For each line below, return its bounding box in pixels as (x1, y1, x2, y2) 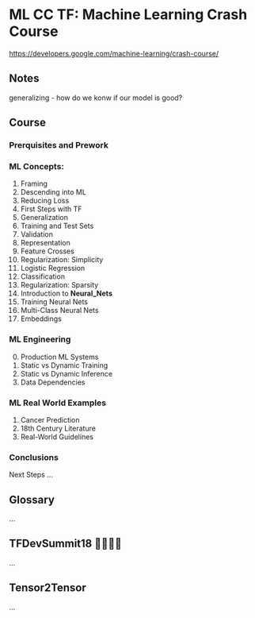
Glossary (9, 492, 55, 506)
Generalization (20, 213, 68, 222)
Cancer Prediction (20, 415, 80, 424)
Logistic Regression (20, 264, 86, 273)
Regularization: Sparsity (20, 280, 99, 290)
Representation (20, 238, 70, 248)
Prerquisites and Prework (9, 140, 109, 151)
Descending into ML (20, 187, 86, 197)
